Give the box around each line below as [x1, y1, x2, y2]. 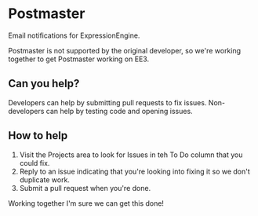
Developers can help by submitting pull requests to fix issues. [8, 97, 207, 107]
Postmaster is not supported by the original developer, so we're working [8, 46, 242, 55]
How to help [8, 129, 68, 142]
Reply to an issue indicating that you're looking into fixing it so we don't [19, 167, 251, 176]
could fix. [19, 158, 50, 167]
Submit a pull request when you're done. [19, 183, 151, 192]
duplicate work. [19, 174, 71, 185]
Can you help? [8, 77, 80, 90]
